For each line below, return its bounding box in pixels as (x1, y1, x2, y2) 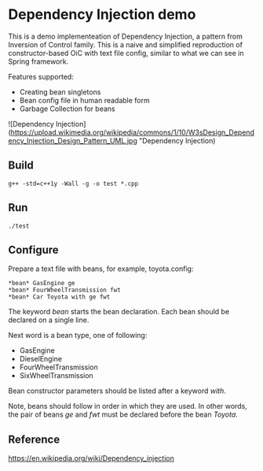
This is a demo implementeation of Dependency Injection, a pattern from (8, 32, 243, 41)
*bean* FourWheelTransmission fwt (8, 286, 122, 295)
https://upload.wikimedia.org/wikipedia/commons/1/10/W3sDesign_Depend (10, 128, 255, 137)
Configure (8, 243, 59, 257)
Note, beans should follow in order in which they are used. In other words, (8, 402, 247, 411)
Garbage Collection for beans (19, 104, 115, 113)
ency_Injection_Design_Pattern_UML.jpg (8, 135, 137, 145)
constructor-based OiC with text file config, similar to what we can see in (8, 48, 244, 57)
